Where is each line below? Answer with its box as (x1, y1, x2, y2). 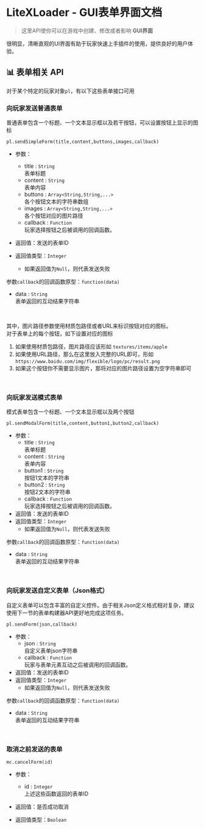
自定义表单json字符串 (24, 646, 78, 654)
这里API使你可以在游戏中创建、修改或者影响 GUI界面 (21, 27, 153, 34)
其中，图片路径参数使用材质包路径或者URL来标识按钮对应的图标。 (6, 322, 172, 330)
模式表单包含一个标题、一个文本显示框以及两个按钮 (6, 408, 135, 416)
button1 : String (24, 467, 64, 474)
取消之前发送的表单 (6, 745, 63, 753)
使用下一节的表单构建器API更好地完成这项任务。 (6, 609, 127, 617)
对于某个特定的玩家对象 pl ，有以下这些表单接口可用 (6, 87, 135, 95)
